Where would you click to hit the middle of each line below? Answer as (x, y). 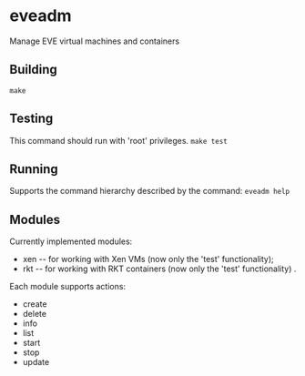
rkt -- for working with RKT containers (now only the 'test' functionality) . (159, 269)
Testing (31, 119)
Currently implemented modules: (71, 241)
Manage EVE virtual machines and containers (95, 41)
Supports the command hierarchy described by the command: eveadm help (150, 191)
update (36, 362)
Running (34, 169)
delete (35, 314)
